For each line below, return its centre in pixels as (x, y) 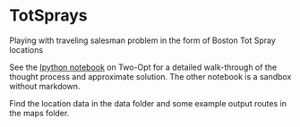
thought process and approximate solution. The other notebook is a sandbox (150, 76)
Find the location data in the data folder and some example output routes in (148, 103)
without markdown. (45, 86)
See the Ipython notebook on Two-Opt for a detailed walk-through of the (143, 67)
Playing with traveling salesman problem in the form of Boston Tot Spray (142, 40)
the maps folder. (39, 113)
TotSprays (48, 16)
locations (26, 49)
